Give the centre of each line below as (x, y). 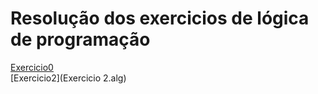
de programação (80, 39)
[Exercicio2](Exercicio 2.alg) (68, 78)
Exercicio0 (32, 67)
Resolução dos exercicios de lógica (160, 18)
